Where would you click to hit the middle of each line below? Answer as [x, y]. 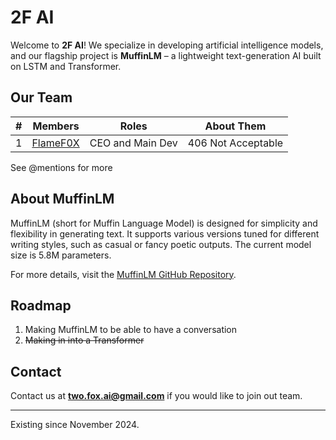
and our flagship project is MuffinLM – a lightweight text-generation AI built [166, 55]
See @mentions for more [61, 167]
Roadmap [41, 305]
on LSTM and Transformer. [66, 66]
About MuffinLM [62, 199]
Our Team [41, 97]
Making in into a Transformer [84, 340]
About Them [235, 126]
